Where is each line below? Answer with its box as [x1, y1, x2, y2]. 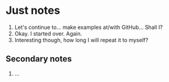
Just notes [5, 4, 61, 17]
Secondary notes [5, 54, 72, 64]
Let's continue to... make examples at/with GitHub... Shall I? [14, 24, 163, 31]
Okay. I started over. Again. [14, 30, 82, 37]
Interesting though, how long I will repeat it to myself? [14, 36, 149, 43]
